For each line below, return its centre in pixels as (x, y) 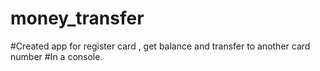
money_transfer (77, 18)
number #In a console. (56, 56)
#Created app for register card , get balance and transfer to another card (160, 46)
